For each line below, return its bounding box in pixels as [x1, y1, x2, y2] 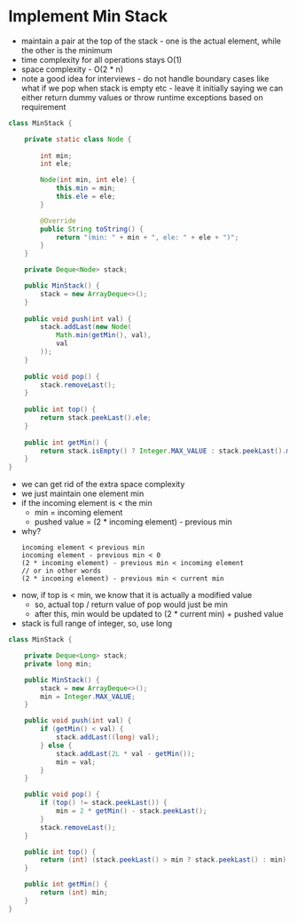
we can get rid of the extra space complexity [20, 479, 185, 490]
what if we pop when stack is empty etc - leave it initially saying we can [20, 83, 284, 93]
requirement [20, 101, 66, 112]
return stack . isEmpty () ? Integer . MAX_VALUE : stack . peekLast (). [40, 446, 287, 455]
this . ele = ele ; [55, 193, 116, 201]
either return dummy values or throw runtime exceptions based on [20, 91, 263, 103]
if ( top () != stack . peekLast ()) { [40, 799, 168, 808]
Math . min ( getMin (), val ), [55, 331, 152, 340]
